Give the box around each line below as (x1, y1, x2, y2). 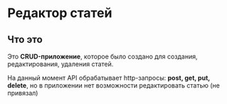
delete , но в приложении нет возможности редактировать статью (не (7, 81, 221, 90)
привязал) (7, 89, 38, 97)
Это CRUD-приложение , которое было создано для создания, (7, 52, 198, 61)
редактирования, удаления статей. (7, 60, 114, 68)
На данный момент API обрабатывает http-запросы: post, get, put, (7, 73, 211, 82)
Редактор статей (7, 5, 112, 21)
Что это (7, 33, 43, 46)
